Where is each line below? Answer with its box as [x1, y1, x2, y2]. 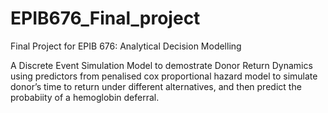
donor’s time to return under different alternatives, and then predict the [10, 80, 302, 92]
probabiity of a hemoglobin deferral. [10, 91, 160, 103]
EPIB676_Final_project [10, 7, 201, 30]
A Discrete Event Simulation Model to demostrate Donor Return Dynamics [10, 59, 313, 71]
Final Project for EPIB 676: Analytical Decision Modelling [10, 40, 242, 52]
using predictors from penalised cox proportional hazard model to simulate [10, 70, 318, 82]
